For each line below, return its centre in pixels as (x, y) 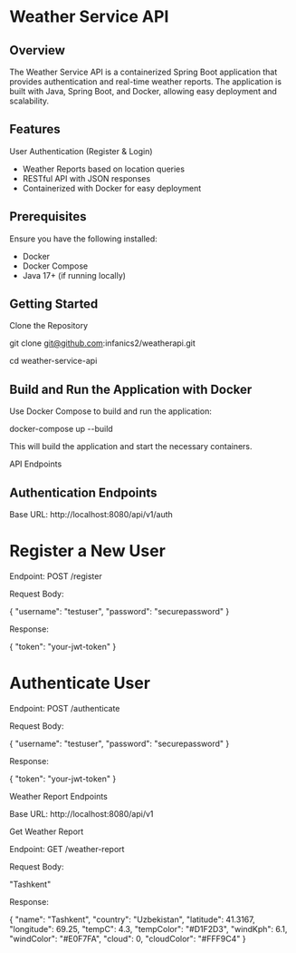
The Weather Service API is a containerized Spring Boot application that (143, 72)
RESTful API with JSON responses (86, 178)
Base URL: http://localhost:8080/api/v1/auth (91, 515)
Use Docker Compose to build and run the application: (111, 411)
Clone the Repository (49, 326)
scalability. (29, 101)
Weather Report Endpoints (59, 796)
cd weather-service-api (53, 361)
